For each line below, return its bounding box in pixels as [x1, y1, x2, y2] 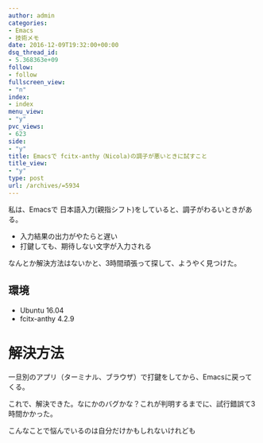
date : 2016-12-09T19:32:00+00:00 [8, 41, 119, 49]
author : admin [8, 11, 56, 20]
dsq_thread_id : [8, 49, 59, 56]
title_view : [8, 160, 48, 168]
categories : [8, 19, 48, 27]
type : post [8, 174, 44, 183]
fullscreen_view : [8, 78, 66, 86]
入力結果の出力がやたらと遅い [19, 231, 118, 241]
